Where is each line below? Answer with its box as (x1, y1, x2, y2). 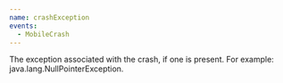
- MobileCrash (17, 29, 70, 38)
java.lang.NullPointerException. (9, 63, 124, 74)
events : (9, 21, 38, 30)
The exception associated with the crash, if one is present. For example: (9, 54, 274, 65)
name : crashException (9, 12, 90, 22)
